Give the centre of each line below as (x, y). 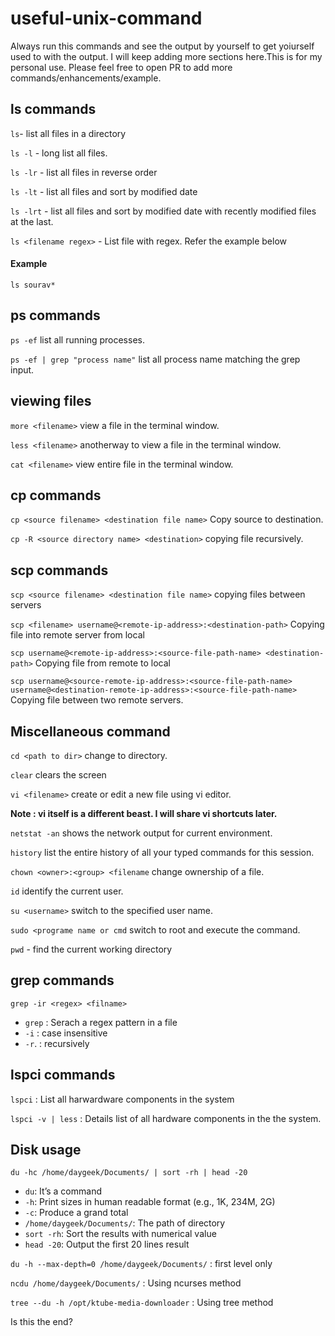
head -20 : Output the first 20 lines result (107, 1244)
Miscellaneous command (90, 731)
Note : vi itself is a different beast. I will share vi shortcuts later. (144, 814)
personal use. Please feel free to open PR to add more (121, 67)
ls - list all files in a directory (68, 133)
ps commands (55, 315)
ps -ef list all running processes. (77, 339)
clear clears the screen (58, 775)
